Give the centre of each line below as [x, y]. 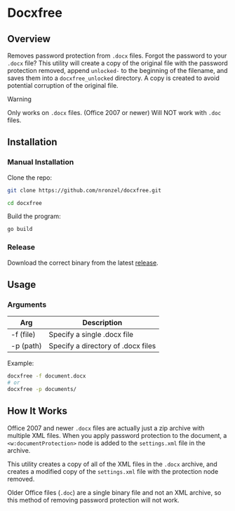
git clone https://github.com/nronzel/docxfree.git [84, 190]
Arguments [27, 305]
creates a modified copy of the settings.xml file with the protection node [113, 471]
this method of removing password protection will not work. [94, 500]
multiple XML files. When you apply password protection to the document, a [117, 435]
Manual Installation [41, 162]
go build [20, 230]
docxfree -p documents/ [42, 390]
